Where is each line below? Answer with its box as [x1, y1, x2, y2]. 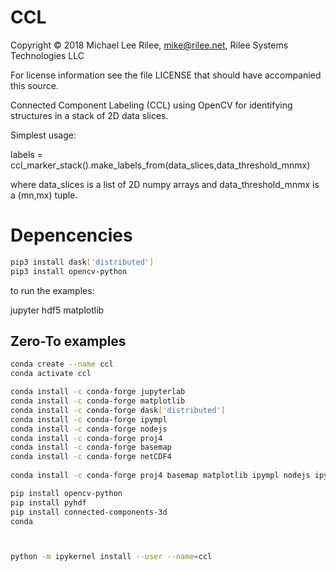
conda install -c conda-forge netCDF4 [10, 452, 172, 462]
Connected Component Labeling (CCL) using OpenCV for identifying [10, 99, 293, 111]
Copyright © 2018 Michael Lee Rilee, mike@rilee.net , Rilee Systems [10, 39, 289, 51]
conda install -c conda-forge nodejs [10, 424, 168, 434]
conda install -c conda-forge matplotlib [10, 396, 186, 406]
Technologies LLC [10, 49, 85, 61]
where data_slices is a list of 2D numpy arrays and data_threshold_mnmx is [10, 178, 320, 190]
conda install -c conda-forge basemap [10, 442, 172, 453]
